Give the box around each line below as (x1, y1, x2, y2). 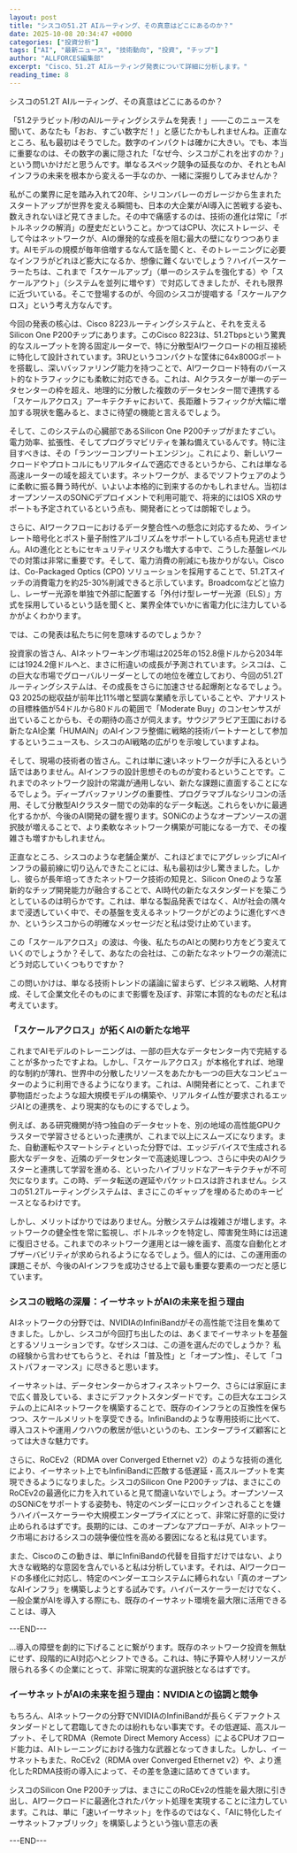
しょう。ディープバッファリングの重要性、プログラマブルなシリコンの (24, 788, 279, 799)
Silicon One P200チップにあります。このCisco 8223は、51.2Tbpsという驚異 (9, 329, 286, 340)
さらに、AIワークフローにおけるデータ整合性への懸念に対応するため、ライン (9, 521, 287, 532)
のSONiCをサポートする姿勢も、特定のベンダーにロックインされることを (9, 1499, 274, 1510)
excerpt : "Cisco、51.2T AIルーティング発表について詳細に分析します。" (9, 63, 248, 72)
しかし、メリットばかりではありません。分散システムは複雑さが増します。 (9, 1216, 280, 1226)
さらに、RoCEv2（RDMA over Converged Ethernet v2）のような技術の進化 (9, 1455, 283, 1465)
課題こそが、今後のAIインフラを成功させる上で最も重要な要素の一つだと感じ (9, 1260, 287, 1271)
